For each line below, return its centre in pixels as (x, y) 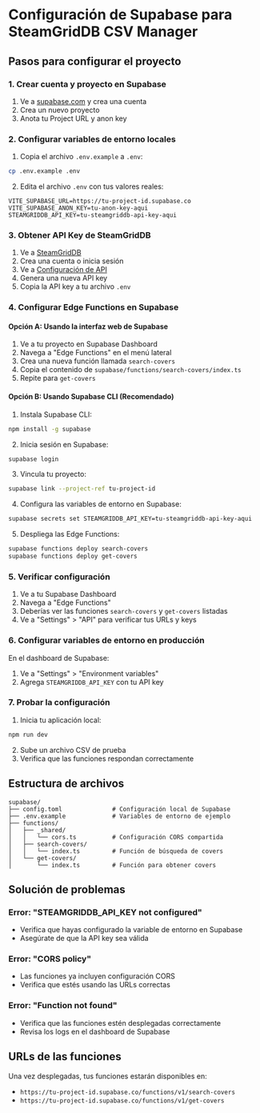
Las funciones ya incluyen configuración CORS (98, 976)
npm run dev (28, 735)
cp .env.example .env (44, 171)
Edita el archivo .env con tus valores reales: (92, 186)
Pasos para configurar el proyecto (95, 61)
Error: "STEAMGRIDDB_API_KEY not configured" (105, 912)
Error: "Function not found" (63, 1006)
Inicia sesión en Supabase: (64, 444)
